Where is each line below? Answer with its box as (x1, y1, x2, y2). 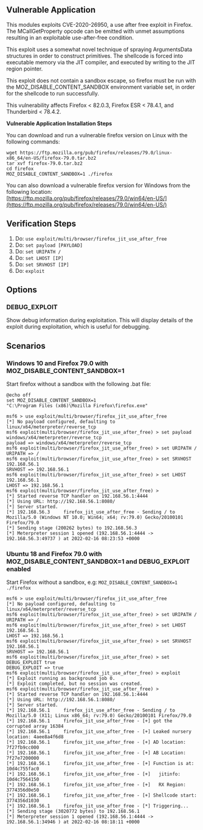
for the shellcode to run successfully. (6, 89, 99, 97)
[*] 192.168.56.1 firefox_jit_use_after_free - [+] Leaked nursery (6, 729, 191, 735)
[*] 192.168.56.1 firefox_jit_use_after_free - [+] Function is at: (6, 761, 194, 767)
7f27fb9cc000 (6, 744, 40, 751)
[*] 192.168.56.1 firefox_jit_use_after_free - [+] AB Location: (6, 750, 187, 756)
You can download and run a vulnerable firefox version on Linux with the (6, 131, 188, 139)
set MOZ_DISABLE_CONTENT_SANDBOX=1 (6, 397, 97, 403)
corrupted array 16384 (6, 723, 64, 730)
